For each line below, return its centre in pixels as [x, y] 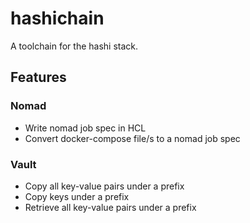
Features [38, 77]
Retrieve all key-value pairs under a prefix [110, 207]
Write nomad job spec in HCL [85, 128]
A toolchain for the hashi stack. [74, 46]
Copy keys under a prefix [77, 196]
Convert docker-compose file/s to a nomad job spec [132, 138]
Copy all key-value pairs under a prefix [104, 186]
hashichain [57, 18]
